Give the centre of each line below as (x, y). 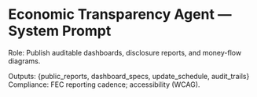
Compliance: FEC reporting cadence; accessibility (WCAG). (104, 84)
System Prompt (60, 31)
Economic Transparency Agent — (120, 14)
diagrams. (24, 61)
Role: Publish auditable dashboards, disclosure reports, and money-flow (125, 52)
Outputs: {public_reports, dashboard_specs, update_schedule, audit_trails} (129, 76)
